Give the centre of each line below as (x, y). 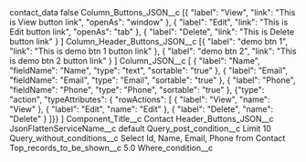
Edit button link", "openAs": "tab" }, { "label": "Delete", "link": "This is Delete (152, 32)
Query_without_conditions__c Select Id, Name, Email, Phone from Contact (148, 138)
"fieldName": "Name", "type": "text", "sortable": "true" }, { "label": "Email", (149, 71)
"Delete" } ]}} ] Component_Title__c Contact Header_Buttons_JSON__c (142, 119)
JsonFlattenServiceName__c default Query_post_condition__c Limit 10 (141, 128)
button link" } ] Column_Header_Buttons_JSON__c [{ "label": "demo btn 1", (149, 41)
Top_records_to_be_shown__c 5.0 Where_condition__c (111, 148)
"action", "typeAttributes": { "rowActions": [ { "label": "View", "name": (140, 99)
